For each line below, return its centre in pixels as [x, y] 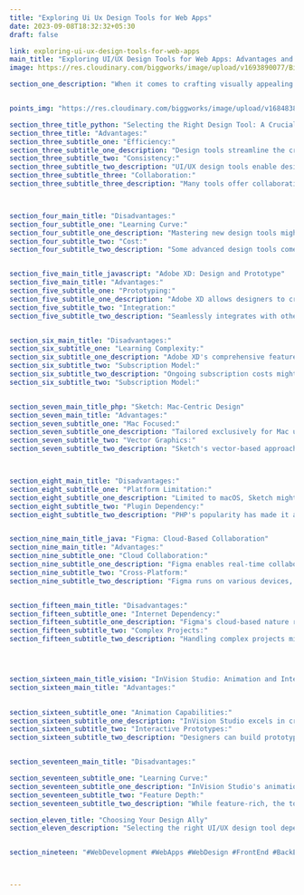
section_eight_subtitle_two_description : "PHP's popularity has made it [149, 515]
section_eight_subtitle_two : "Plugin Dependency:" [107, 506]
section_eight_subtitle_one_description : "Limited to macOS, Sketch [141, 498]
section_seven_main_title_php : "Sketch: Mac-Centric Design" [127, 407]
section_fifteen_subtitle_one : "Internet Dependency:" [115, 614]
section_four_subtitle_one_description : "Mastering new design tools [143, 233]
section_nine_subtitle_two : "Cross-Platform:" [99, 573]
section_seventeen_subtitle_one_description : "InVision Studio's [135, 786]
